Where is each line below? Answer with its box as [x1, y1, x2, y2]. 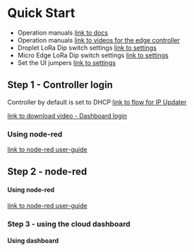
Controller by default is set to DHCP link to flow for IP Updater [7, 98, 187, 106]
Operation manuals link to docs [17, 28, 109, 37]
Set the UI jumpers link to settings [17, 58, 116, 67]
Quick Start [7, 5, 75, 21]
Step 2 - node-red [7, 166, 87, 178]
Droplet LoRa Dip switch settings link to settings [17, 43, 157, 52]
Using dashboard [7, 236, 59, 245]
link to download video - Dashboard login [7, 111, 128, 120]
